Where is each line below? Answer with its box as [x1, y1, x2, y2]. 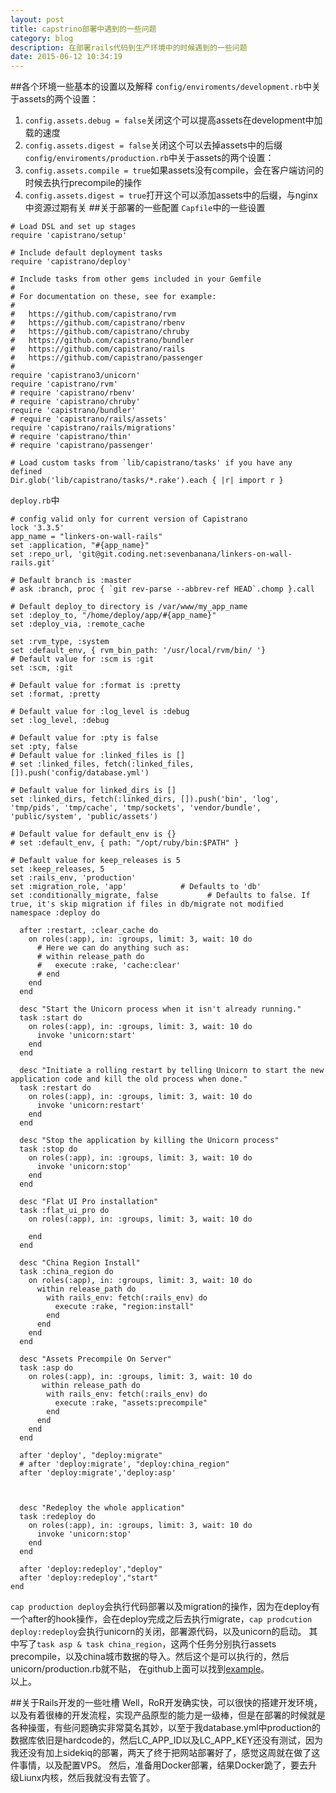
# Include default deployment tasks [10, 248, 163, 258]
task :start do [19, 1013, 83, 1023]
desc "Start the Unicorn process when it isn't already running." [19, 1004, 302, 1015]
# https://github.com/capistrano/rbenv [10, 318, 186, 328]
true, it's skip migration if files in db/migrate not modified [10, 899, 284, 910]
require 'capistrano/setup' [10, 231, 128, 241]
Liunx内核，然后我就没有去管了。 [18, 1772, 156, 1784]
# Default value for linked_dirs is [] [10, 786, 177, 796]
